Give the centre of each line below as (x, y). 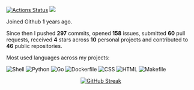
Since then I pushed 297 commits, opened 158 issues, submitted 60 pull (96, 33)
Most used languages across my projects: (58, 58)
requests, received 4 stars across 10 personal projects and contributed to (97, 40)
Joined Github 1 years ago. (39, 22)
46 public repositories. (34, 46)
